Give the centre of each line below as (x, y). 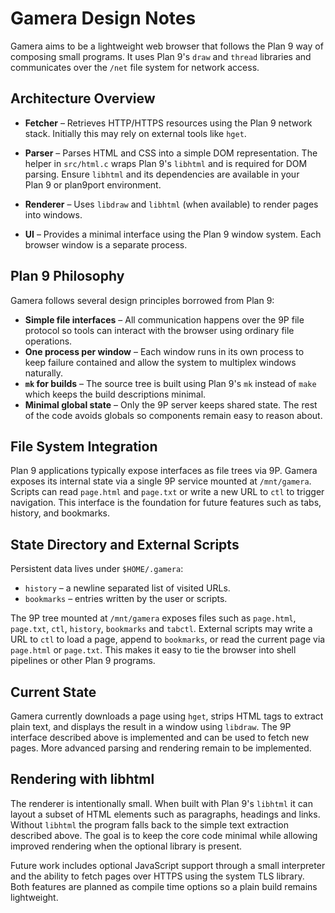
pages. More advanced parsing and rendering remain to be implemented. (161, 748)
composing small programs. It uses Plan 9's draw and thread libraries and (161, 56)
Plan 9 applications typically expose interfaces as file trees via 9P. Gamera (164, 471)
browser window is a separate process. (106, 244)
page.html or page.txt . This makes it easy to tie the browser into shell (153, 650)
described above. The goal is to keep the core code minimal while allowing (164, 835)
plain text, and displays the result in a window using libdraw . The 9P (151, 726)
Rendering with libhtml (82, 779)
